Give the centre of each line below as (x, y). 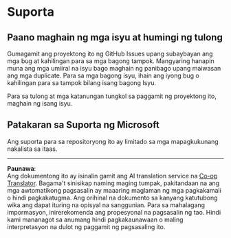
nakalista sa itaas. (32, 149)
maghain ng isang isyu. (40, 103)
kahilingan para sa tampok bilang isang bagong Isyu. (82, 83)
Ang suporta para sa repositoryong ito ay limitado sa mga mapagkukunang (113, 141)
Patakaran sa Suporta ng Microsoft (83, 125)
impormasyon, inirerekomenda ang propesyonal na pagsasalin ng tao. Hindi (114, 212)
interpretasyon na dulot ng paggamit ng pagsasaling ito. (86, 226)
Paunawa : (22, 168)
